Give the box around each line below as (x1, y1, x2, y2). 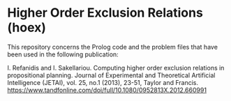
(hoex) (7, 20, 47, 36)
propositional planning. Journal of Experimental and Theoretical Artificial (7, 71, 216, 79)
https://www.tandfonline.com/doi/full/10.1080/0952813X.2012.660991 (7, 86, 207, 94)
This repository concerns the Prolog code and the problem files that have (7, 42, 218, 51)
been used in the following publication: (7, 50, 119, 59)
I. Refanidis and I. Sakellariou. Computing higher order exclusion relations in (7, 63, 225, 72)
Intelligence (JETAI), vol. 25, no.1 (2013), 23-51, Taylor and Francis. (7, 78, 199, 86)
